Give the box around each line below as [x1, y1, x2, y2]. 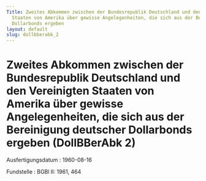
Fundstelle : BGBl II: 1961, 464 [6, 168, 82, 175]
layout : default [6, 26, 48, 32]
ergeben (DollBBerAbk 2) [6, 136, 136, 150]
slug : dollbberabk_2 [6, 32, 59, 38]
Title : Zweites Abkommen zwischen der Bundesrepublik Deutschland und [6, 9, 191, 15]
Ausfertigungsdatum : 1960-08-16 [6, 157, 92, 164]
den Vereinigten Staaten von [6, 84, 154, 98]
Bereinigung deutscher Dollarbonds [6, 123, 193, 137]
